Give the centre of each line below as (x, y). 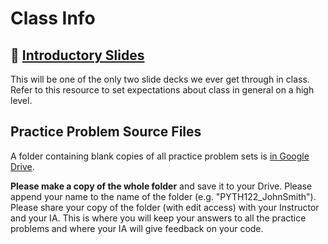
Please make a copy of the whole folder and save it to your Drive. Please (161, 186)
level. (21, 100)
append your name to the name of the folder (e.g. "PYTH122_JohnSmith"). (163, 196)
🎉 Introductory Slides (77, 55)
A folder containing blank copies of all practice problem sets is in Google (160, 156)
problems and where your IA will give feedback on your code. (137, 228)
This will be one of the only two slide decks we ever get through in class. (160, 79)
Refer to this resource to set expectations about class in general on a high (162, 90)
